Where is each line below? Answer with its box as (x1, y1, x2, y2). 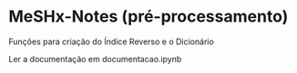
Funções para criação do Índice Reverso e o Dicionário (8, 36, 215, 47)
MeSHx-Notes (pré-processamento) (8, 6, 289, 27)
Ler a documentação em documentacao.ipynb (8, 53, 182, 64)
